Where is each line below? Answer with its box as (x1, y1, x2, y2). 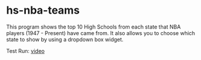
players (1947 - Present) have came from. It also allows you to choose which (6, 29, 196, 36)
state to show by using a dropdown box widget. (6, 36, 124, 43)
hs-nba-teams (6, 4, 80, 17)
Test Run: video (6, 47, 45, 54)
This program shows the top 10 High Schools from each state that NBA (6, 23, 181, 30)
